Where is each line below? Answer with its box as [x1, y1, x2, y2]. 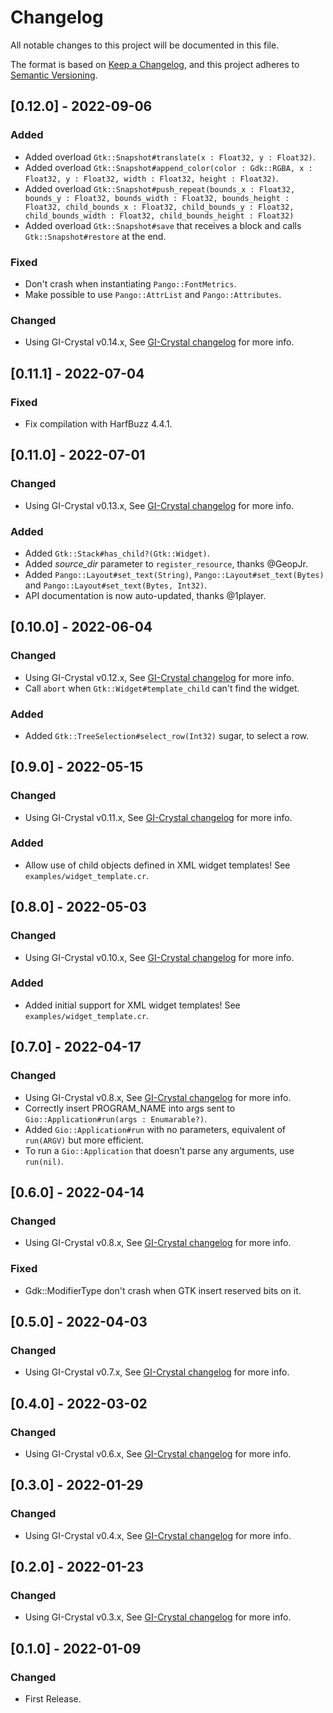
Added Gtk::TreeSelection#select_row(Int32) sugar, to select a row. [24, 729, 310, 741]
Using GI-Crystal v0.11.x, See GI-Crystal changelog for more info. [24, 811, 293, 823]
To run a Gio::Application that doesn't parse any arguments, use [24, 1144, 295, 1156]
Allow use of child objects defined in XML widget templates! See [24, 859, 291, 871]
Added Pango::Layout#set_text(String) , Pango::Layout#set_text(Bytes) [24, 568, 325, 580]
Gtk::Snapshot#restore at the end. [24, 230, 167, 242]
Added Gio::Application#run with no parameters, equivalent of [24, 1123, 286, 1135]
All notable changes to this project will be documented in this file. [10, 39, 280, 51]
